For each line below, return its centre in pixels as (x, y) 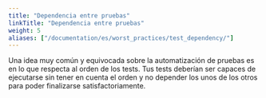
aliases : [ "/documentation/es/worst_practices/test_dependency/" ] (121, 38)
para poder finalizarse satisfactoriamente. (77, 86)
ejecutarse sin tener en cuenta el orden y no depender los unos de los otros (133, 77)
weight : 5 (25, 30)
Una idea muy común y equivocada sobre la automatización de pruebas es (131, 61)
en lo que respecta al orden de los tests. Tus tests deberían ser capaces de (132, 69)
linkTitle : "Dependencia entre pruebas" (77, 23)
